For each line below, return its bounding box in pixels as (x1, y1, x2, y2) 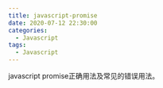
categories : (8, 26, 48, 34)
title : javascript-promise (8, 11, 98, 20)
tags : (8, 41, 26, 49)
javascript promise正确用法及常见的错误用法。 (8, 71, 160, 80)
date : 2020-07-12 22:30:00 (8, 19, 98, 27)
